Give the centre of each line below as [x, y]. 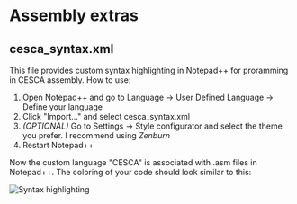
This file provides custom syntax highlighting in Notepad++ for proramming [149, 70]
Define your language [63, 107]
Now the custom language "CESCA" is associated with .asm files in [134, 162]
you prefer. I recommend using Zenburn [96, 135]
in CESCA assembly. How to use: [70, 80]
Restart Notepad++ [58, 145]
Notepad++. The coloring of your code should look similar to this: [130, 172]
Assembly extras [74, 16]
